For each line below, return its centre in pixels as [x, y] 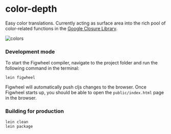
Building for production [35, 111]
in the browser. [21, 98]
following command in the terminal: [42, 68]
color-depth [31, 9]
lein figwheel [20, 78]
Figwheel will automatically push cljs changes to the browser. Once [76, 87]
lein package [19, 126]
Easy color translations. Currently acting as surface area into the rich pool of [86, 23]
